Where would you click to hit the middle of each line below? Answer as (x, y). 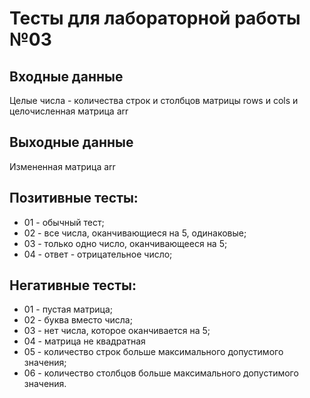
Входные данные (66, 76)
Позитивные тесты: (74, 198)
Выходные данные (71, 142)
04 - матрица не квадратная (84, 341)
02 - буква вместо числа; (78, 320)
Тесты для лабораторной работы (155, 18)
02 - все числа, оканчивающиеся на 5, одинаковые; (135, 233)
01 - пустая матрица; (68, 309)
